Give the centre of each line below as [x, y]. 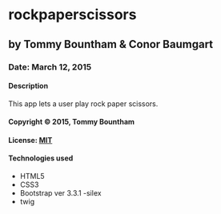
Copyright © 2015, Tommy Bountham [71, 122]
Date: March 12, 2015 [50, 67]
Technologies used [41, 158]
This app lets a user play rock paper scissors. [83, 103]
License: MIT [30, 140]
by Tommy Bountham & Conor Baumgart [111, 44]
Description [28, 86]
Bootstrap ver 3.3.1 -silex [60, 193]
